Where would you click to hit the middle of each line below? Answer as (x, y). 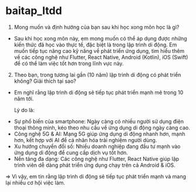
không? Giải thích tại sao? (45, 81)
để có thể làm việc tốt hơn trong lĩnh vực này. (69, 63)
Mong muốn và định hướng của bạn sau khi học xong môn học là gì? (97, 27)
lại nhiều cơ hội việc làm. (36, 183)
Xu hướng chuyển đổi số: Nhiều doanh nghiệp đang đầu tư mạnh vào (97, 146)
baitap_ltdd (34, 11)
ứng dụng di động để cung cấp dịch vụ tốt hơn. (71, 152)
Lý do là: (24, 110)
